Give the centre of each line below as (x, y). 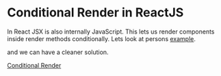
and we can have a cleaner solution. (58, 52)
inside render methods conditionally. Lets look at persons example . (102, 38)
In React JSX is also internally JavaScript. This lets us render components (111, 31)
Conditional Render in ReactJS (95, 13)
